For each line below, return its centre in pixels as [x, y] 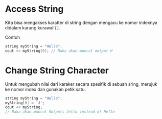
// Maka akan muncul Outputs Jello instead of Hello [60, 112]
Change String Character [57, 70]
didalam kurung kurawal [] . [33, 27]
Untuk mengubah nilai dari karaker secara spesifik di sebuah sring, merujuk [81, 84]
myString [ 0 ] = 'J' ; [25, 103]
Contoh [13, 37]
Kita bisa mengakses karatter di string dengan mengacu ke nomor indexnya [81, 23]
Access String [34, 9]
